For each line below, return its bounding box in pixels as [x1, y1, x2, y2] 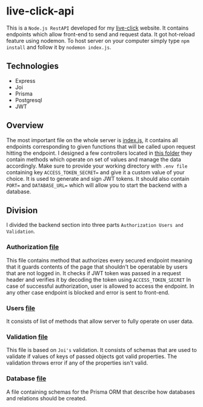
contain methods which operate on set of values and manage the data [6, 155, 181, 163]
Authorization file [6, 243, 59, 252]
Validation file [6, 333, 48, 341]
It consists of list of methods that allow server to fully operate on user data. [6, 317, 194, 325]
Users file [6, 304, 35, 312]
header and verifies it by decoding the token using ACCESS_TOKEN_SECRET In [6, 276, 191, 283]
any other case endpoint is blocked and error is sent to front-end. [6, 288, 170, 296]
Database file [6, 374, 47, 383]
